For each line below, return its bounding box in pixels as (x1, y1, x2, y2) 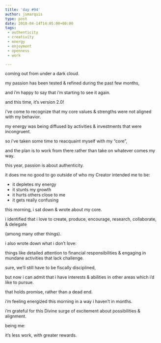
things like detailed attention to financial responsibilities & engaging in (5, 250, 146, 256)
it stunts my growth (12, 187, 52, 193)
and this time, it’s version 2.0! (5, 99, 64, 105)
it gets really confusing (12, 197, 59, 203)
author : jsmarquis (5, 12, 43, 17)
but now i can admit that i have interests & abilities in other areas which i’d (5, 274, 155, 280)
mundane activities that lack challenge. (5, 255, 84, 261)
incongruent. (5, 129, 31, 135)
